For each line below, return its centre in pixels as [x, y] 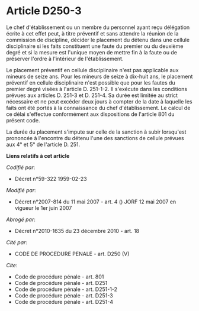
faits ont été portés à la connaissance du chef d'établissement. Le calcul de [98, 108]
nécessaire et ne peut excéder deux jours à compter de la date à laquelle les [99, 101]
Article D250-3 [44, 11]
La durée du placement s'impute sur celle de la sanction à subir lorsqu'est [96, 132]
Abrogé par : [21, 219]
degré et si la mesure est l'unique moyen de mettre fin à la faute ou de [92, 52]
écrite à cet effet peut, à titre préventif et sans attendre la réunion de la [92, 33]
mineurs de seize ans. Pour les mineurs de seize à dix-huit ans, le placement [99, 76]
